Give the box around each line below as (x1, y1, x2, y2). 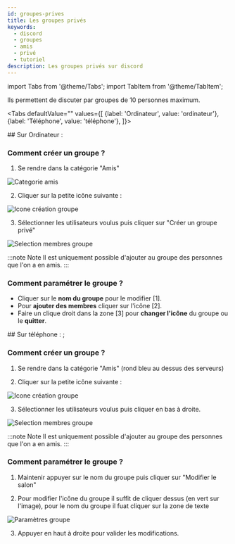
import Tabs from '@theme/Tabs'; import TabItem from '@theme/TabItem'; (7, 82, 224, 90)
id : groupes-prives (7, 10, 65, 18)
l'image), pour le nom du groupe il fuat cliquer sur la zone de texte (17, 501, 210, 510)
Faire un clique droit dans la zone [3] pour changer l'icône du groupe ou (17, 309, 229, 317)
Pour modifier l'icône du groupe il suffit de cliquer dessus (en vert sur (17, 494, 220, 502)
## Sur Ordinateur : (7, 130, 63, 139)
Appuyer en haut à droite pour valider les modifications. (17, 529, 179, 537)
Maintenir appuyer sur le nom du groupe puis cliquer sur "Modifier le (17, 473, 217, 481)
